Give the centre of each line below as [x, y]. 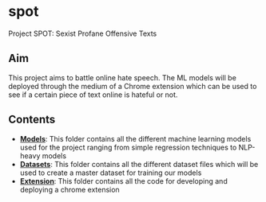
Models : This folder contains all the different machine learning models [135, 138]
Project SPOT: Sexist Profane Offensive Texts [83, 33]
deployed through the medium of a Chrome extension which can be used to [133, 86]
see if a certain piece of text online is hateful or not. [93, 95]
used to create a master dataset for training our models [111, 173]
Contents [32, 120]
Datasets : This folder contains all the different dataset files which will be [139, 164]
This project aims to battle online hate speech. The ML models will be [123, 77]
